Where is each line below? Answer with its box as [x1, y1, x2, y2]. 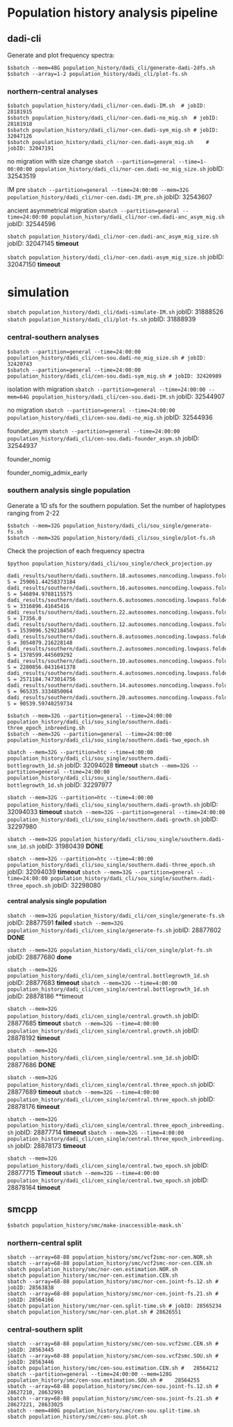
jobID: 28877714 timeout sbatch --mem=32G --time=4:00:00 [15, 1129, 184, 1137]
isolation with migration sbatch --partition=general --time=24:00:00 [7, 385, 206, 393]
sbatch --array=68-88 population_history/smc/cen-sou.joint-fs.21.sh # [7, 1395, 218, 1403]
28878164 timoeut [7, 1183, 61, 1192]
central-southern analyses [7, 333, 99, 342]
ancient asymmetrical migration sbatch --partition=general [7, 207, 180, 215]
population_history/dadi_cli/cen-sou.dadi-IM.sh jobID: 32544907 [32, 392, 225, 401]
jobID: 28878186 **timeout [7, 992, 84, 1001]
